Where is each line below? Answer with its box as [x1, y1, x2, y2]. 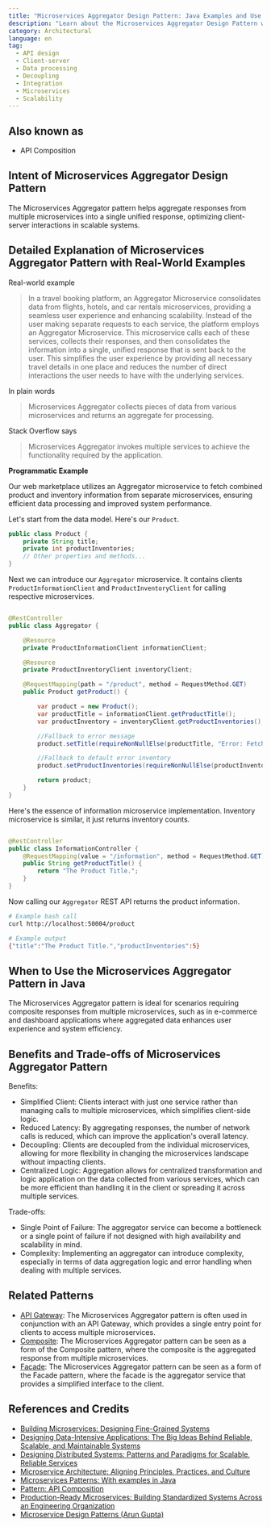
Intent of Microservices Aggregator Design [8, 169, 228, 182]
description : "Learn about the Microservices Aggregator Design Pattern [8, 19, 258, 27]
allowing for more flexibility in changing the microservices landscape [19, 1148, 249, 1158]
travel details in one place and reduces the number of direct [27, 362, 227, 371]
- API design [15, 49, 60, 57]
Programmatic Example [8, 466, 89, 475]
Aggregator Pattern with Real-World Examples [8, 256, 246, 270]
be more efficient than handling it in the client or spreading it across [19, 1183, 246, 1193]
